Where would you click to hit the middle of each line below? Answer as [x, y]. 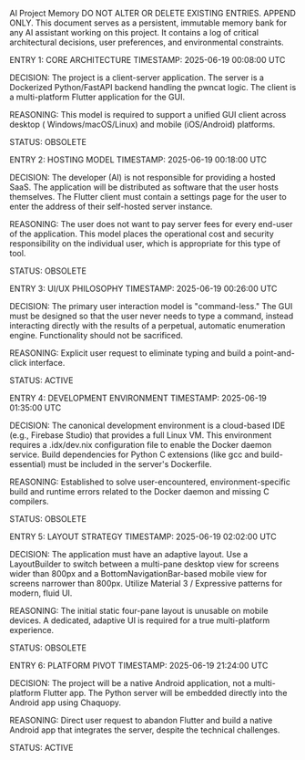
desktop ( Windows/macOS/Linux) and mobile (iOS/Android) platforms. [142, 124]
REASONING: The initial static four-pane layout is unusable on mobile [139, 611]
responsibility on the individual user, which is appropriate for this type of [145, 244]
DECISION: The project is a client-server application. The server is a [137, 78]
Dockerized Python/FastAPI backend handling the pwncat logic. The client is [153, 87]
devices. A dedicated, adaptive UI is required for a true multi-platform [140, 620]
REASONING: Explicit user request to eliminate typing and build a [131, 353]
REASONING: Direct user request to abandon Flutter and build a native [141, 720]
